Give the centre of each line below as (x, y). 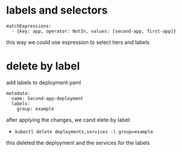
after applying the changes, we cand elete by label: (69, 119)
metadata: (18, 93)
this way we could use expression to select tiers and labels (78, 42)
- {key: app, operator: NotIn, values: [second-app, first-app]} (94, 31)
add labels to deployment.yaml (44, 82)
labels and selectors (57, 10)
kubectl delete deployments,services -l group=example (84, 132)
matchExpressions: (29, 26)
